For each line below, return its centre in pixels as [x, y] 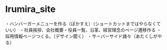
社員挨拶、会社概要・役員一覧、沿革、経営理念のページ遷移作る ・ [93, 30]
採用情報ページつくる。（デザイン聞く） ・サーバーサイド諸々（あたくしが [81, 36]
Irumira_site [31, 9]
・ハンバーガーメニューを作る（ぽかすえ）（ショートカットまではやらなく [81, 23]
